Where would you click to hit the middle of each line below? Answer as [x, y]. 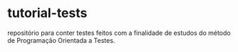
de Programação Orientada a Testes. [61, 40]
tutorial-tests [47, 13]
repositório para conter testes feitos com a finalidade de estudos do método [119, 33]
